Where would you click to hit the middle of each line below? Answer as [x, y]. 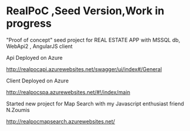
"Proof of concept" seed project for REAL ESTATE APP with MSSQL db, [93, 40]
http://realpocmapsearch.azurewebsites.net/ [61, 121]
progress [29, 23]
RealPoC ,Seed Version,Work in [85, 11]
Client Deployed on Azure [38, 81]
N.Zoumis [18, 110]
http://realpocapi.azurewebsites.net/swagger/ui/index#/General [84, 69]
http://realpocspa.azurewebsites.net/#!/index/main [68, 92]
